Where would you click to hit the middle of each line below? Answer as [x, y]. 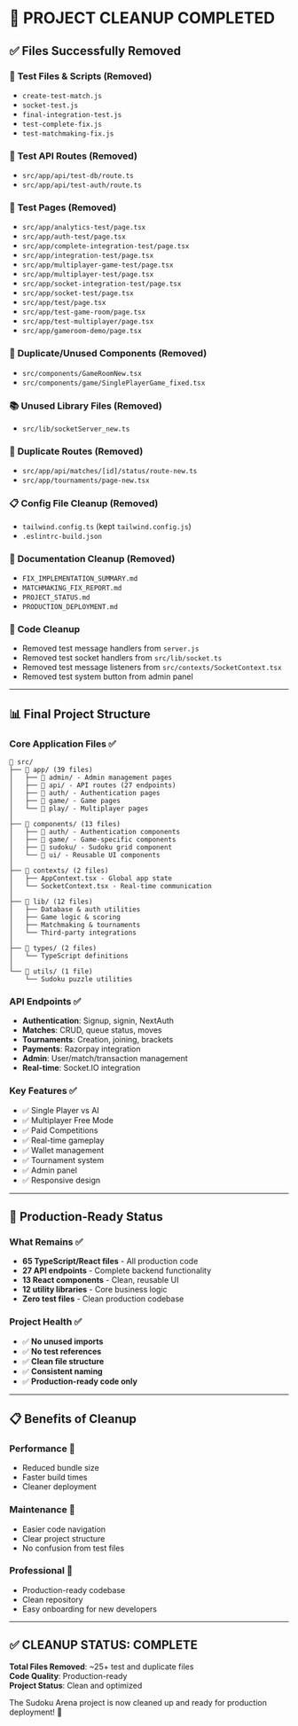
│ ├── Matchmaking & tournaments [75, 925]
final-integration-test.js [72, 114]
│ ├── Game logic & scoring [65, 917]
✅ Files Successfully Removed [95, 51]
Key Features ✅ [43, 1091]
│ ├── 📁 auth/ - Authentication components [94, 832]
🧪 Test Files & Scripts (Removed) [81, 76]
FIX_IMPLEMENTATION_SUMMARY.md [80, 578]
